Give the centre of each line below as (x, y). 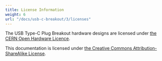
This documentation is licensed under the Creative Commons (69, 48)
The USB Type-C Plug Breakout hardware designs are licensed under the (81, 33)
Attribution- (145, 48)
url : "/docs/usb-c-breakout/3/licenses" (48, 19)
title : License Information (35, 10)
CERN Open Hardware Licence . (38, 38)
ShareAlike (16, 53)
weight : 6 (16, 14)
